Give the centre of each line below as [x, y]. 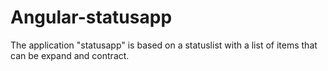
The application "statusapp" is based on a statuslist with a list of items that [164, 45]
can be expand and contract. [70, 55]
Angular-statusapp [91, 17]
